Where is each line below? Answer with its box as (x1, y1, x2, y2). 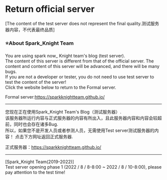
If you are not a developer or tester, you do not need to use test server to (5, 74, 154, 80)
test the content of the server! (5, 79, 67, 85)
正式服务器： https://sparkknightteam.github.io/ (5, 144, 101, 150)
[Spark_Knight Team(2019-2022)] (5, 159, 74, 165)
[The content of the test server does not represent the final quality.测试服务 (5, 20, 160, 26)
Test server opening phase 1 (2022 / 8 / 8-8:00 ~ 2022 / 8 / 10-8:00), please (5, 164, 162, 170)
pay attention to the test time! (5, 170, 66, 176)
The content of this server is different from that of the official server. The (5, 58, 154, 64)
